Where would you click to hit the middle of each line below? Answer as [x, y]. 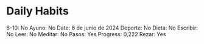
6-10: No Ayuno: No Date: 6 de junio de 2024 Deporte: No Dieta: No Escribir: [102, 28]
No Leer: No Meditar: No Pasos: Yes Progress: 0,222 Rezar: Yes [86, 34]
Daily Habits [37, 11]
